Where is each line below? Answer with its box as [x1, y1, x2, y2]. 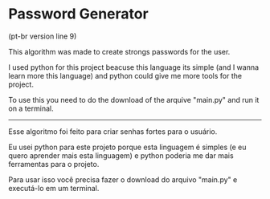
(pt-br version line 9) [8, 31, 77, 41]
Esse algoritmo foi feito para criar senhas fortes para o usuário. [8, 126, 218, 136]
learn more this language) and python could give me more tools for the [8, 71, 243, 80]
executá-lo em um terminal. [8, 183, 100, 193]
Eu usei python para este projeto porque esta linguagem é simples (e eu [8, 142, 247, 152]
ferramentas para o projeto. [8, 159, 100, 169]
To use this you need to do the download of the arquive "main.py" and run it [8, 95, 260, 104]
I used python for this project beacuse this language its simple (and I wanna [8, 62, 260, 72]
